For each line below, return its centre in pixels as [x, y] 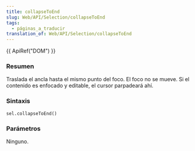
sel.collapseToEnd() [32, 113]
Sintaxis [18, 101]
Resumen [20, 66]
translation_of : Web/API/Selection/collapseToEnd [69, 34]
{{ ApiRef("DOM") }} [31, 51]
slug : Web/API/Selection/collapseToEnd [56, 17]
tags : [13, 23]
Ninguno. [17, 141]
